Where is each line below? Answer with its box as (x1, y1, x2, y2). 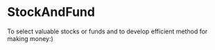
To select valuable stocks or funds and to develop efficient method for (7, 27, 208, 35)
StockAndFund (7, 4, 96, 20)
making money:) (7, 34, 53, 42)
